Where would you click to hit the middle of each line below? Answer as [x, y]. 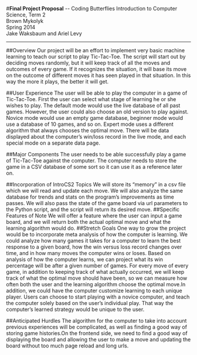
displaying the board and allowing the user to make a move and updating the [98, 339]
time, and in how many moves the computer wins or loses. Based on [89, 253]
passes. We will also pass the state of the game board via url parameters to [97, 203]
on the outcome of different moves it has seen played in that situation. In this [98, 75]
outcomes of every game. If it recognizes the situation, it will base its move [96, 69]
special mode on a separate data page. [53, 143]
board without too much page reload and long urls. [67, 346]
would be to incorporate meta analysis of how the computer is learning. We [97, 234]
